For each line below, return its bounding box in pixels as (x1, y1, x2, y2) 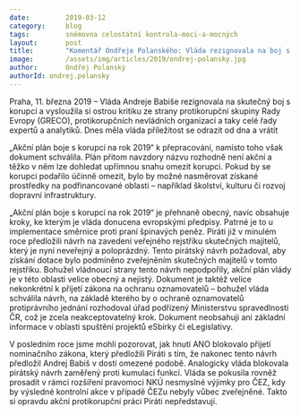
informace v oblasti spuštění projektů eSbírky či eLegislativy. (9, 321, 234, 332)
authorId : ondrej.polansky (9, 72, 110, 81)
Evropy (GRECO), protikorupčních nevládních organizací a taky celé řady (9, 115, 278, 125)
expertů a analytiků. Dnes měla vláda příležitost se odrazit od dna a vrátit (9, 125, 279, 135)
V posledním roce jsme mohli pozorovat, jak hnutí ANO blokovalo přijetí (9, 338, 271, 350)
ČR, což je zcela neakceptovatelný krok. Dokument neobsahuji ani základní (9, 311, 286, 323)
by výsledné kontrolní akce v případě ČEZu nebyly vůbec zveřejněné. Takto (9, 386, 288, 397)
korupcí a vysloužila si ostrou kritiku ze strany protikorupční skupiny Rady (9, 105, 281, 117)
